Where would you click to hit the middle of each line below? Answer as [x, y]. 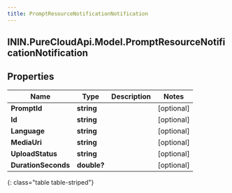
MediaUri [26, 142]
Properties [31, 77]
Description [131, 96]
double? [90, 165]
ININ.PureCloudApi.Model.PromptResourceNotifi [116, 42]
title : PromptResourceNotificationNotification [78, 14]
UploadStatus [34, 153]
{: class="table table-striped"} [51, 182]
